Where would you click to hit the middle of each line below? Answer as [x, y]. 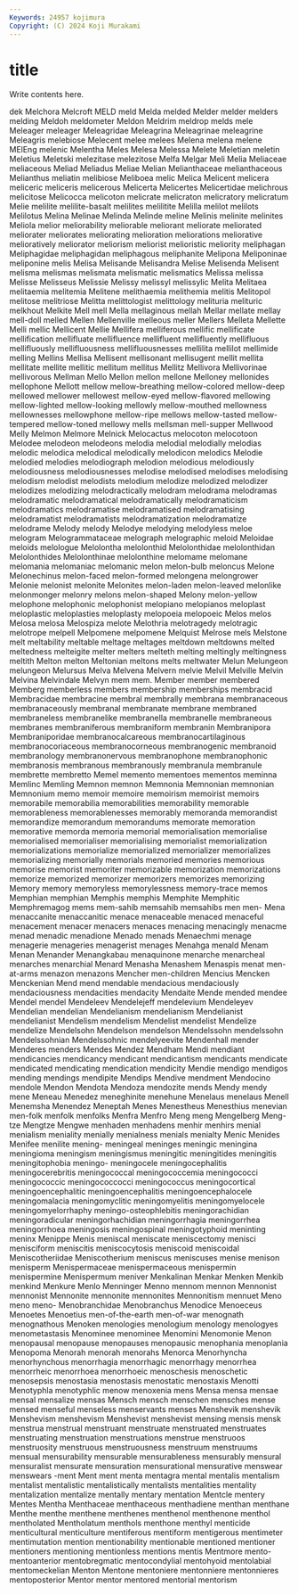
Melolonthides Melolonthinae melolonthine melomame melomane [129, 557]
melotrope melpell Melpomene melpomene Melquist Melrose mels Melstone [148, 633]
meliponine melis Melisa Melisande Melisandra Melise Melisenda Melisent [144, 263]
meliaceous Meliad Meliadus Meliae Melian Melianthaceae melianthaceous [146, 168]
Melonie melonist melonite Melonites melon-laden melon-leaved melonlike [145, 586]
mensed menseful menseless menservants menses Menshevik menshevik [145, 1409]
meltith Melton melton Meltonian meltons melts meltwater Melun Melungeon [149, 661]
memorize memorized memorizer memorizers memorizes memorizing [137, 879]
